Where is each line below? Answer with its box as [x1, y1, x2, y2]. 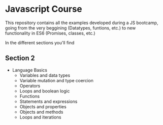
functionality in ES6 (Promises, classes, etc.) [5, 30, 96, 36]
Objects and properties [19, 103, 66, 109]
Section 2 [5, 54, 35, 62]
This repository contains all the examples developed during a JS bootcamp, [5, 20, 159, 26]
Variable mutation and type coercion [19, 77, 94, 83]
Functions [19, 93, 40, 99]
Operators [19, 83, 40, 89]
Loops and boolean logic [19, 88, 70, 94]
